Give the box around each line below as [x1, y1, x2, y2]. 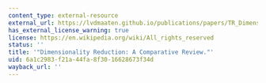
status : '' [8, 41, 44, 49]
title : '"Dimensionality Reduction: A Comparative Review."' [8, 48, 215, 56]
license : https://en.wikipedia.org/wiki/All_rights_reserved [8, 33, 215, 42]
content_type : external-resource [8, 11, 119, 20]
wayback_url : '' [8, 63, 62, 71]
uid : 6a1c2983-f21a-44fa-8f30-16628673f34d [8, 56, 154, 64]
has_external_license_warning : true [8, 26, 129, 34]
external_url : [8, 19, 55, 27]
